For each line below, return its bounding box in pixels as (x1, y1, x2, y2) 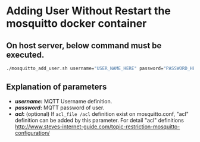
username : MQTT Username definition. (14, 97, 112, 105)
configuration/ (14, 129, 50, 136)
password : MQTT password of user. (14, 104, 105, 111)
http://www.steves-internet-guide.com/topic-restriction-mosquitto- (14, 123, 180, 130)
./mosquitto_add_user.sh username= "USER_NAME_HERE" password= (6, 65, 164, 71)
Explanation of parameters (6, 82, 107, 92)
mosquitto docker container (6, 17, 147, 30)
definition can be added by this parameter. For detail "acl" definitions (14, 116, 185, 124)
